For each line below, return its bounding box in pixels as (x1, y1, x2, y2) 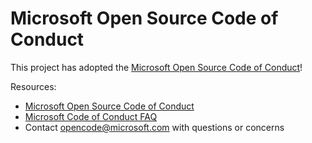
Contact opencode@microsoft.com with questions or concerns (24, 121, 285, 133)
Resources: (10, 80, 57, 92)
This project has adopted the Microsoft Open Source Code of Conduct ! (10, 61, 303, 73)
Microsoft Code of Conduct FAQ (24, 110, 158, 122)
